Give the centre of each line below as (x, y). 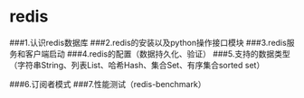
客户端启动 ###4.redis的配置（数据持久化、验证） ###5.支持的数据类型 (158, 53)
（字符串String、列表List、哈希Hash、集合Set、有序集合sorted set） (137, 65)
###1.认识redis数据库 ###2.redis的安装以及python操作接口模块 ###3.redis (148, 42)
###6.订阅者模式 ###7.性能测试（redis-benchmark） (108, 84)
